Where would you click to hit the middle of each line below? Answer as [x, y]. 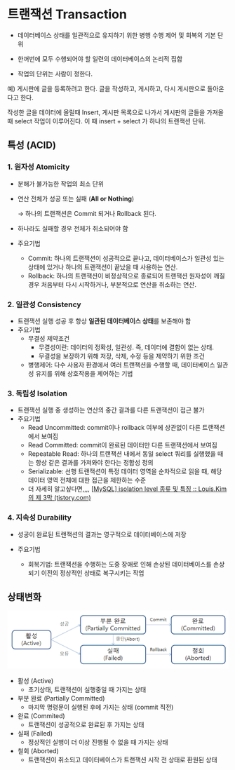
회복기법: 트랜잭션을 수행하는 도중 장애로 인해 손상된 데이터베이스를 [120, 564]
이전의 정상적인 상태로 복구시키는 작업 [93, 573]
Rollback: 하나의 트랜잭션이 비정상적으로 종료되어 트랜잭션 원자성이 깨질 [127, 276]
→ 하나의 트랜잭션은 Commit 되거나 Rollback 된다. [87, 213]
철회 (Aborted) [38, 751]
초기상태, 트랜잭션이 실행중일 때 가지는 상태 [87, 690]
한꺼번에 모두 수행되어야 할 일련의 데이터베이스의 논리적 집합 [100, 59]
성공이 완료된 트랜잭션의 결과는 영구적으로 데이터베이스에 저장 [102, 534]
